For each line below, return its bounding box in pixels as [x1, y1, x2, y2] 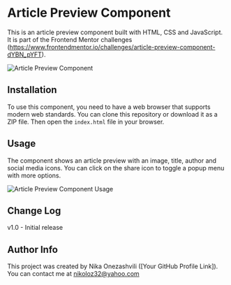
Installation [7, 84, 57, 96]
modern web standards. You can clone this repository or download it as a [7, 110, 218, 118]
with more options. [7, 171, 61, 180]
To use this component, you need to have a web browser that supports [7, 103, 211, 111]
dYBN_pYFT [7, 50, 42, 59]
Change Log [7, 205, 61, 217]
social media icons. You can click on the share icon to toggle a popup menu [7, 163, 225, 172]
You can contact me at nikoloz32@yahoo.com [7, 270, 140, 278]
